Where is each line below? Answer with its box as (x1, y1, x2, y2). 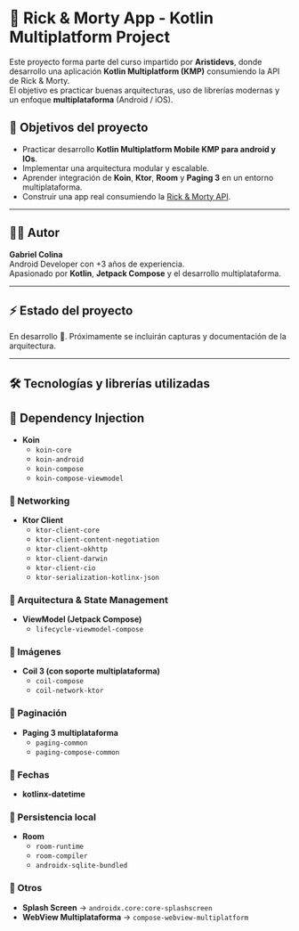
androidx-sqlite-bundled (35, 862, 128, 870)
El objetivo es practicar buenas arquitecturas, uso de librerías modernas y (9, 85, 280, 95)
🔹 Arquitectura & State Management (9, 593, 169, 606)
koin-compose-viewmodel (35, 474, 125, 483)
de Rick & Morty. (9, 75, 70, 86)
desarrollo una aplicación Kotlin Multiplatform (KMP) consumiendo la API (9, 66, 280, 77)
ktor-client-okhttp (35, 544, 109, 553)
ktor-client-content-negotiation (35, 535, 160, 544)
